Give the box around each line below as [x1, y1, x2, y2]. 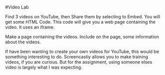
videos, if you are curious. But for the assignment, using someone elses [5, 59, 153, 65]
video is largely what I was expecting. [5, 64, 82, 70]
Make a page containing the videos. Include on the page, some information [5, 34, 160, 39]
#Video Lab [5, 4, 29, 10]
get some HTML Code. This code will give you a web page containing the [5, 19, 156, 25]
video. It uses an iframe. [5, 24, 55, 30]
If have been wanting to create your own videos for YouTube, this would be [5, 49, 160, 54]
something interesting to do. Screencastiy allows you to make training [5, 54, 149, 60]
